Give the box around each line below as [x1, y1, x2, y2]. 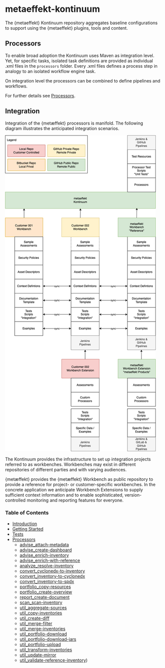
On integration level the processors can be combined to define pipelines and [5, 78, 161, 83]
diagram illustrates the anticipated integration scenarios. [5, 125, 120, 131]
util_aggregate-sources [19, 604, 67, 611]
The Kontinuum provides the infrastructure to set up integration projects [5, 456, 151, 462]
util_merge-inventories [19, 626, 66, 631]
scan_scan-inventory [19, 599, 63, 605]
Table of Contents [5, 509, 49, 516]
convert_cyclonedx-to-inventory [19, 568, 85, 574]
